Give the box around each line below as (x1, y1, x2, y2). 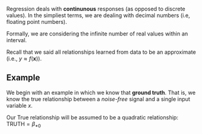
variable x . (6, 102, 33, 109)
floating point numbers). (6, 18, 67, 25)
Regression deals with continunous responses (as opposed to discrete (6, 6, 185, 12)
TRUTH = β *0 (6, 120, 41, 129)
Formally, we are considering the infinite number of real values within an (6, 30, 189, 37)
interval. (6, 37, 27, 43)
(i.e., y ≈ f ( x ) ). (6, 55, 42, 62)
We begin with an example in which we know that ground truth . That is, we (6, 89, 196, 96)
